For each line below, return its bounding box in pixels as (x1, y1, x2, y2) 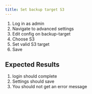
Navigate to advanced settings (12, 25, 74, 32)
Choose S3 (12, 36, 35, 42)
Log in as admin (12, 20, 45, 26)
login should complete (12, 74, 57, 79)
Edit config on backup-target (12, 31, 71, 37)
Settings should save (12, 78, 55, 84)
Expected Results (5, 60, 60, 69)
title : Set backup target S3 (5, 7, 65, 12)
